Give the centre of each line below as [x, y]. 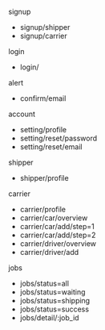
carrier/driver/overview [58, 244]
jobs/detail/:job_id [49, 317]
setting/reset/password [59, 138]
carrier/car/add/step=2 [58, 235]
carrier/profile [43, 209]
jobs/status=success [55, 309]
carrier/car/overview [54, 218]
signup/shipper [45, 27]
